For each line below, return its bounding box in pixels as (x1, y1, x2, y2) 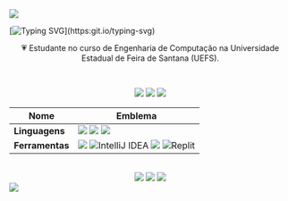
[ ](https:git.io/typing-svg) (9, 26, 156, 36)
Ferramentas (13, 139, 70, 151)
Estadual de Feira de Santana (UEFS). (80, 53, 220, 63)
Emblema (115, 110, 157, 121)
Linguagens (13, 125, 65, 137)
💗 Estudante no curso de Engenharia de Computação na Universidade (21, 43, 280, 53)
